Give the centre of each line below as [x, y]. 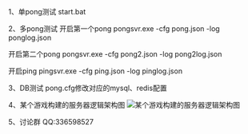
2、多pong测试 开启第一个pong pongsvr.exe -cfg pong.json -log [114, 29]
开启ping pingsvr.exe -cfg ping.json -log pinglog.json [95, 71]
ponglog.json [30, 37]
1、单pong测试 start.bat [47, 12]
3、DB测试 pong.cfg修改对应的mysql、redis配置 [88, 88]
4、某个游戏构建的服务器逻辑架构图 [67, 105]
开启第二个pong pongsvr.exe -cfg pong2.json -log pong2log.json [115, 54]
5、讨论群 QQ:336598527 [51, 122]
